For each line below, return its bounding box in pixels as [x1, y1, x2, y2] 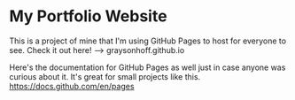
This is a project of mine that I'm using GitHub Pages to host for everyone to [9, 35, 286, 46]
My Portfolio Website [9, 6, 167, 27]
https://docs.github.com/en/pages [9, 81, 135, 91]
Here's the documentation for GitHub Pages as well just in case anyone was [9, 62, 286, 73]
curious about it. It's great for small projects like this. [9, 71, 201, 81]
